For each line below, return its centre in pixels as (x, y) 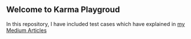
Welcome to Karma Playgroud (63, 10)
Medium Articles (26, 30)
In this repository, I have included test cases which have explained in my (95, 24)
